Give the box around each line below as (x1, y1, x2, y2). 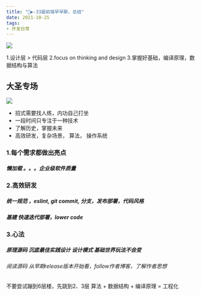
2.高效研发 (6, 181, 37, 190)
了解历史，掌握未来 (14, 125, 63, 132)
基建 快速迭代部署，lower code (6, 213, 83, 220)
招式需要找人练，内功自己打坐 (14, 110, 89, 117)
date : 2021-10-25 (6, 14, 50, 20)
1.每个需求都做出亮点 (6, 148, 67, 157)
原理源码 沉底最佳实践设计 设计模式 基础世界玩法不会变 (6, 246, 142, 253)
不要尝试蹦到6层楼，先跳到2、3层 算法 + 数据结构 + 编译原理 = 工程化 (6, 282, 179, 290)
